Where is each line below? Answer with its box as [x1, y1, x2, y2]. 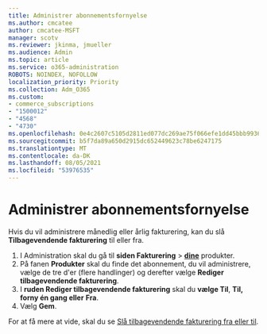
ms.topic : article [8, 56, 69, 64]
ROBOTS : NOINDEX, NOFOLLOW [8, 71, 98, 79]
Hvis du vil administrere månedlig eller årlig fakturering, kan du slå [8, 227, 225, 236]
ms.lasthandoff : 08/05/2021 [8, 159, 102, 167]
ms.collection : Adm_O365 [8, 85, 91, 94]
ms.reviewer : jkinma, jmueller [8, 41, 112, 49]
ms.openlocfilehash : [8, 129, 77, 137]
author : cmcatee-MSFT [8, 26, 80, 34]
